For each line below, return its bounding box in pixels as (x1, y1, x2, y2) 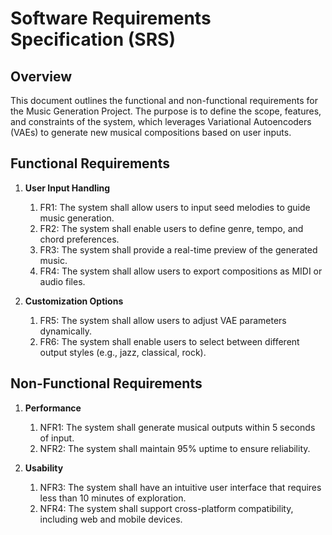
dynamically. (39, 325, 93, 337)
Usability (24, 462, 64, 474)
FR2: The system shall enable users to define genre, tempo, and (39, 222, 304, 234)
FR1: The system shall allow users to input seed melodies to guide (39, 201, 311, 213)
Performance (24, 402, 82, 414)
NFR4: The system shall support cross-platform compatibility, (39, 502, 294, 514)
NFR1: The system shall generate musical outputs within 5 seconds (39, 421, 316, 433)
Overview (10, 68, 73, 85)
